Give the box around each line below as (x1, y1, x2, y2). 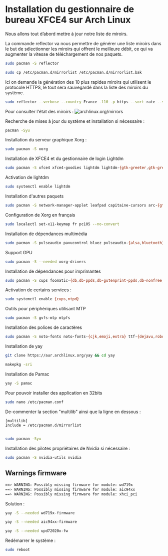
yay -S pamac (5, 381, 32, 386)
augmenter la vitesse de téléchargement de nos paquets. (5, 51, 123, 57)
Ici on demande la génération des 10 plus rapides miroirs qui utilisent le (5, 79, 151, 85)
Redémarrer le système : (5, 537, 56, 543)
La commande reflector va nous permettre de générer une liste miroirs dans (5, 40, 161, 46)
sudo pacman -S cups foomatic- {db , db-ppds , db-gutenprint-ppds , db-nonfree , (5, 278, 164, 283)
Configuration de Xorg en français (5, 212, 75, 218)
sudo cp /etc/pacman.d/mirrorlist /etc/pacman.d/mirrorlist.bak (5, 70, 142, 75)
